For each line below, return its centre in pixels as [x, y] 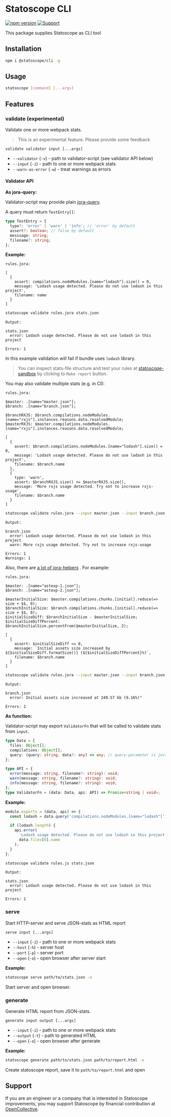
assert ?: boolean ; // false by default [52, 231]
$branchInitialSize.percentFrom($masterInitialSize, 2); [67, 626]
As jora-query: [21, 192]
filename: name [31, 295]
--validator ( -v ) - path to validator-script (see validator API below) [83, 158]
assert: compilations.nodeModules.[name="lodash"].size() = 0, [83, 282]
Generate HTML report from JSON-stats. [48, 1011]
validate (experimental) [35, 119]
